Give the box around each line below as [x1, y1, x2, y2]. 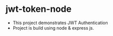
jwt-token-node [5, 3, 72, 15]
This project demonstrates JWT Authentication [12, 20, 108, 26]
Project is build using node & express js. [12, 25, 94, 31]
